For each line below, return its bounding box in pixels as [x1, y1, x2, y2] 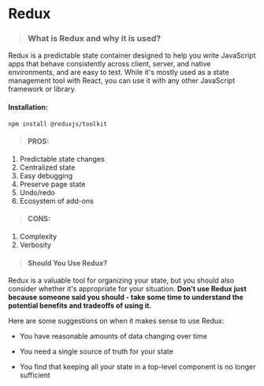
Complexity [19, 232, 58, 242]
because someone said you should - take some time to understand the [8, 293, 244, 302]
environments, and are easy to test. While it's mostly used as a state [8, 68, 230, 77]
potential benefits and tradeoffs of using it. [8, 301, 152, 310]
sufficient [19, 370, 51, 380]
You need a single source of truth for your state [19, 347, 173, 356]
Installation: [8, 103, 49, 112]
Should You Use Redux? [27, 258, 108, 268]
